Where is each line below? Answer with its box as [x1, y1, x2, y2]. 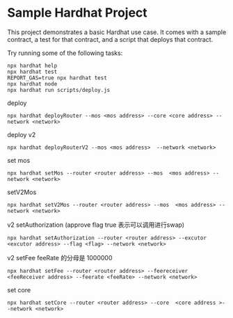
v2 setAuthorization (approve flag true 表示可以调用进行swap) [7, 221, 185, 229]
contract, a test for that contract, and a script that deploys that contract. [7, 35, 214, 43]
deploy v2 [7, 130, 36, 138]
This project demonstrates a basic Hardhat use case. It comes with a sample [7, 28, 227, 36]
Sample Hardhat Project [7, 5, 147, 21]
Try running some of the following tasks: [7, 49, 123, 57]
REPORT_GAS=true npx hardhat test [7, 74, 108, 81]
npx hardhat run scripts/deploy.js [7, 86, 111, 93]
